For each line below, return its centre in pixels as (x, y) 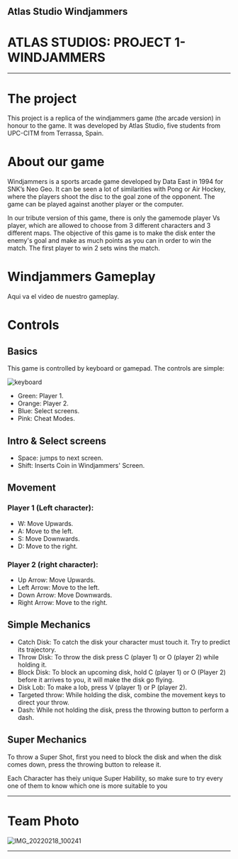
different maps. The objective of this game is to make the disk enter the (112, 233)
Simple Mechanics (49, 625)
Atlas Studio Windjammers (68, 12)
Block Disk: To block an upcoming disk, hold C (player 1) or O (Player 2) (122, 672)
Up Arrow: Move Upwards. (56, 580)
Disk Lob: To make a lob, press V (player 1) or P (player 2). (102, 687)
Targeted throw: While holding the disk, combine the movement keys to (121, 694)
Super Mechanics (47, 740)
